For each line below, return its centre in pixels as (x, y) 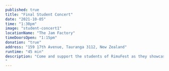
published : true (22, 10)
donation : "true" (23, 42)
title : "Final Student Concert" (39, 14)
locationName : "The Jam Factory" (40, 33)
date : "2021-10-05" (26, 19)
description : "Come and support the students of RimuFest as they (76, 56)
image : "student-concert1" (33, 28)
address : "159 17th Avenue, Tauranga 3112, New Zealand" (66, 47)
